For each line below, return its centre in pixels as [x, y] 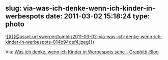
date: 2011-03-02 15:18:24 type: [98, 17]
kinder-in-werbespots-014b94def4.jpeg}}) [50, 42]
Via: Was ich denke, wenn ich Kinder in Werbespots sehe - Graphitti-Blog [82, 52]
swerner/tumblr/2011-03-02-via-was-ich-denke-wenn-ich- [101, 36]
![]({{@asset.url [22, 36]
